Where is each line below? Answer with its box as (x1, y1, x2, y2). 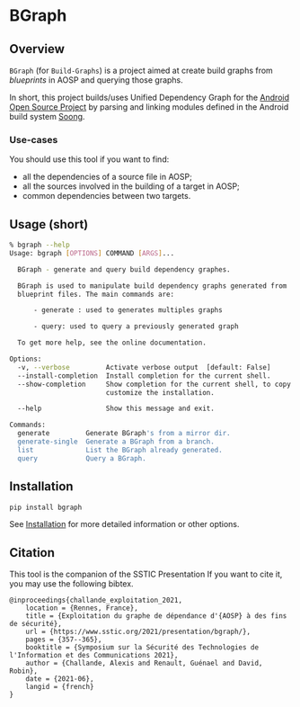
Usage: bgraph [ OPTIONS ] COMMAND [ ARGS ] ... (9, 248, 175, 257)
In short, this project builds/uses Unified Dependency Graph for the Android (9, 92, 290, 103)
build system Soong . (9, 112, 85, 121)
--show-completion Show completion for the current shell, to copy (17, 380, 292, 389)
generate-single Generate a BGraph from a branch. (17, 437, 216, 446)
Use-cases (9, 133, 58, 146)
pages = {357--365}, (25, 635, 102, 644)
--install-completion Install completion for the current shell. (17, 371, 271, 380)
